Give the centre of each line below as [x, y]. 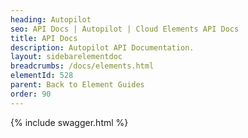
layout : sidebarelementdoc [66, 57]
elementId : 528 [42, 76]
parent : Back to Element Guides [77, 85]
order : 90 [31, 94]
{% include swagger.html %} [69, 122]
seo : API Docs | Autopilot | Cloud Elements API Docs [125, 29]
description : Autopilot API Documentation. [102, 47]
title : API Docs [44, 38]
